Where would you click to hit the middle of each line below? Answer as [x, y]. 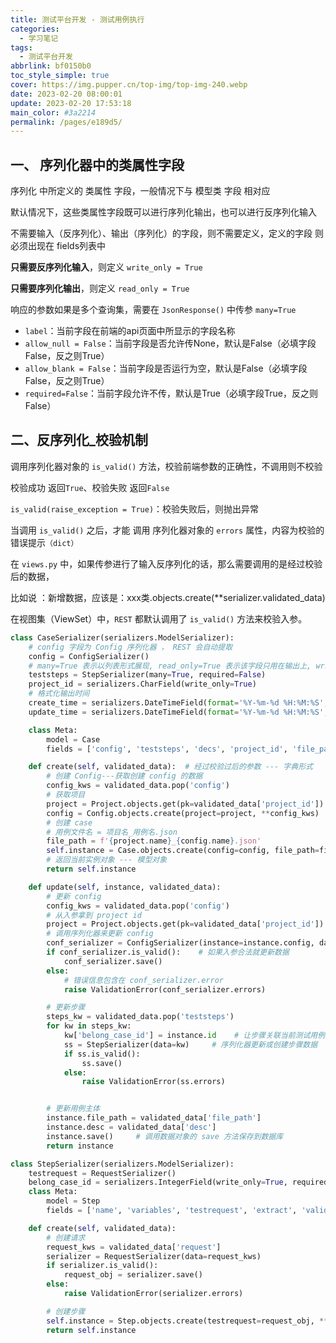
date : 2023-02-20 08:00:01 [66, 94]
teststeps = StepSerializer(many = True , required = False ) [147, 675]
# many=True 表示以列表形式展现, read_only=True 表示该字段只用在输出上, [170, 666]
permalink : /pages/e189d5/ [66, 122]
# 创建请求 [66, 1237]
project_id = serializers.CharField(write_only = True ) [142, 684]
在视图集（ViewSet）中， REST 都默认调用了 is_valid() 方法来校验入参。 [159, 618]
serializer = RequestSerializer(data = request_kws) [154, 1256]
